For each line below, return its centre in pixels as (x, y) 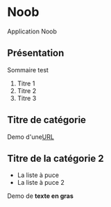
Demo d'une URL (31, 137)
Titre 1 (26, 83)
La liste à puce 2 (41, 183)
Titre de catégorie (47, 120)
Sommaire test (28, 69)
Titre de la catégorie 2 (55, 158)
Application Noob (32, 31)
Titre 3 (27, 98)
